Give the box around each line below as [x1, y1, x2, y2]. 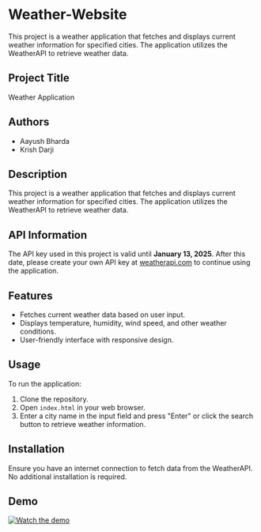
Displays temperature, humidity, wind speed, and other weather [19, 319, 227, 327]
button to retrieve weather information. [19, 419, 146, 428]
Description [8, 168, 67, 181]
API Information [8, 228, 88, 242]
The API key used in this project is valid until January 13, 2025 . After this [8, 249, 246, 258]
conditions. [19, 326, 57, 336]
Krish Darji [19, 145, 54, 154]
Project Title [8, 71, 70, 85]
